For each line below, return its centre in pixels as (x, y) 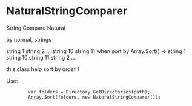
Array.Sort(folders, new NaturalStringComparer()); (95, 97)
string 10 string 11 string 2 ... (41, 57)
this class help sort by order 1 (43, 69)
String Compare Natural (36, 28)
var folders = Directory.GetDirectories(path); (89, 92)
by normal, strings (29, 39)
